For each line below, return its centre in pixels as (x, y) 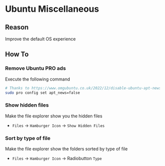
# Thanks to (17, 88)
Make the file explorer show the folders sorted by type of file (66, 149)
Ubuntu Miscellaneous (52, 9)
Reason (17, 27)
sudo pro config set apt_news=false (42, 93)
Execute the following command (38, 79)
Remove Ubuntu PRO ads (36, 68)
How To (17, 54)
